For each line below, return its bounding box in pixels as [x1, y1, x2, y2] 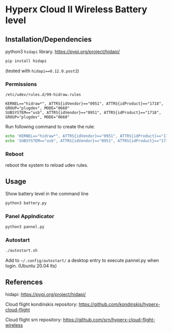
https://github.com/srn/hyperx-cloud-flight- [63, 317, 156, 323]
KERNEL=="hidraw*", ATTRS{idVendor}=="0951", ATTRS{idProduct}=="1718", [5, 101, 164, 106]
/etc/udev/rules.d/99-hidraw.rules [5, 92, 81, 97]
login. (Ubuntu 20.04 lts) [5, 263, 57, 269]
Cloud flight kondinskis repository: [5, 301, 78, 307]
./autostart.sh [5, 248, 38, 253]
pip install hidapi [5, 58, 47, 64]
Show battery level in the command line [5, 191, 89, 197]
